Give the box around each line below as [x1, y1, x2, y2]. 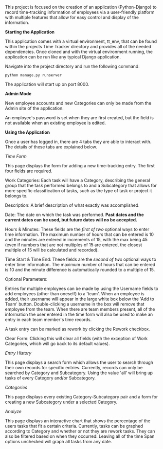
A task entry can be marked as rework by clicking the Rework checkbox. [5, 326, 150, 332]
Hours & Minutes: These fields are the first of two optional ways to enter [5, 226, 150, 232]
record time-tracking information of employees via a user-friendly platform [5, 9, 155, 15]
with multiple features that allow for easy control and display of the [5, 15, 139, 20]
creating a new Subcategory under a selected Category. [5, 399, 118, 405]
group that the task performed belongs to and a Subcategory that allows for [5, 182, 157, 188]
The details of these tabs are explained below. [5, 144, 97, 150]
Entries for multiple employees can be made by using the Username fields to [5, 286, 159, 291]
